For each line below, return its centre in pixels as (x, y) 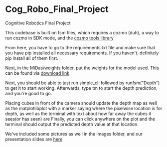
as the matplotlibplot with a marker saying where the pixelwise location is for (84, 108)
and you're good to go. (29, 93)
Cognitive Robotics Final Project (38, 23)
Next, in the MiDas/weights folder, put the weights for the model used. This (82, 68)
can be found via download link (37, 73)
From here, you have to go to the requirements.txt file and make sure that (80, 47)
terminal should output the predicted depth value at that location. (72, 124)
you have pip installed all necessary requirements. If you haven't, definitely (82, 53)
